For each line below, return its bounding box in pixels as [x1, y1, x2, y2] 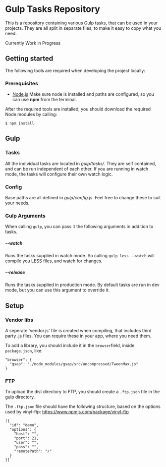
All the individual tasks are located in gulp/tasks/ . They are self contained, [5, 160, 156, 167]
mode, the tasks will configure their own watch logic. [5, 171, 113, 177]
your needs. [5, 200, 30, 206]
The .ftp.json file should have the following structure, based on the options [5, 404, 161, 409]
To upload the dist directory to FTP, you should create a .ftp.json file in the [5, 389, 160, 395]
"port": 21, [14, 436, 39, 441]
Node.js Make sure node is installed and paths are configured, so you [12, 91, 155, 97]
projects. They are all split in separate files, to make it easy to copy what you [5, 25, 162, 31]
